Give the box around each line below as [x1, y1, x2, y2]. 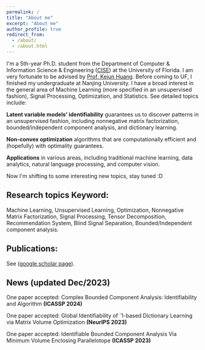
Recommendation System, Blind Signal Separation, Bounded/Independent [6, 219, 192, 226]
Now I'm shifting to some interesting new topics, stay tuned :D [6, 172, 163, 179]
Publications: [6, 244, 58, 254]
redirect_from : [6, 32, 45, 38]
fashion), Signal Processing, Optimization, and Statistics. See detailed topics [6, 92, 199, 100]
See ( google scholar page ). [6, 259, 75, 267]
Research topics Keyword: [6, 190, 109, 201]
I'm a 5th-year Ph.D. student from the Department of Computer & [6, 59, 170, 67]
